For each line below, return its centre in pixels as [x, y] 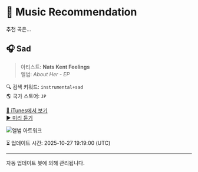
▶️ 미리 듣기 [20, 118]
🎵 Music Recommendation [72, 12]
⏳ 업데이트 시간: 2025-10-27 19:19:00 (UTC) [58, 143]
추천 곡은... [19, 29]
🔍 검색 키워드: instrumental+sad [45, 87]
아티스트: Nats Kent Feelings [55, 67]
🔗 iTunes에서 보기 [27, 110]
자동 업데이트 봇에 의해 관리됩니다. [45, 163]
